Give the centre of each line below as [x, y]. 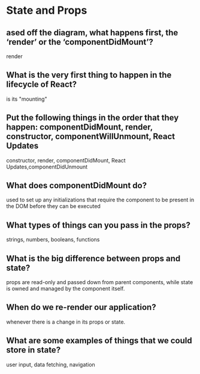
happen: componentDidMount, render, [79, 127]
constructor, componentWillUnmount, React [91, 136]
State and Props [47, 10]
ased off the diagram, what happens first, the [92, 33]
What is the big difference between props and [93, 258]
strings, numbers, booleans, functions [53, 240]
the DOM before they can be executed [53, 206]
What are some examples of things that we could [99, 341]
